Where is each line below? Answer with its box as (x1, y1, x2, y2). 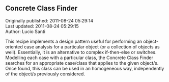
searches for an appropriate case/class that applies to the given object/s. (5, 60, 159, 66)
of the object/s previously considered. (5, 71, 86, 77)
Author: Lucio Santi (5, 28, 46, 35)
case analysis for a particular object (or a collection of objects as (23, 43, 160, 50)
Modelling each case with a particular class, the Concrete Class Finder (5, 54, 154, 61)
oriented (5, 43, 23, 50)
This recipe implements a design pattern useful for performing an (5, 38, 143, 44)
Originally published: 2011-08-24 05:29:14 (5, 17, 93, 23)
